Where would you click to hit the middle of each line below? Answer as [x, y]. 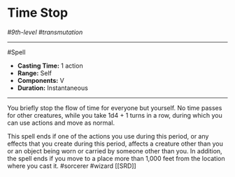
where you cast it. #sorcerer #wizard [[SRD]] [72, 166]
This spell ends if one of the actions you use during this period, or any [108, 136]
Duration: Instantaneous [53, 88]
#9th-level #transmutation [45, 32]
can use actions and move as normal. [61, 123]
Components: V [41, 80]
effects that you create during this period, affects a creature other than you [115, 144]
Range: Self [35, 73]
